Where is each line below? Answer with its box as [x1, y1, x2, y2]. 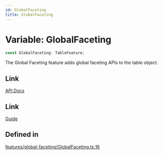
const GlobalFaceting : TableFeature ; [5, 50, 85, 56]
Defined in [5, 130, 39, 139]
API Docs [5, 88, 25, 94]
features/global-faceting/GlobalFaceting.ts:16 [5, 143, 100, 149]
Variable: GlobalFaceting [5, 34, 111, 45]
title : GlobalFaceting [5, 12, 53, 17]
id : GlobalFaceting [5, 7, 47, 13]
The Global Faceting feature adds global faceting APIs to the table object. [5, 60, 158, 66]
